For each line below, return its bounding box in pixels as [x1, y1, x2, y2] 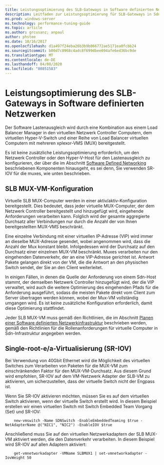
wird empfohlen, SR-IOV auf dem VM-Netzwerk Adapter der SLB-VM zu [5, 373, 150, 379]
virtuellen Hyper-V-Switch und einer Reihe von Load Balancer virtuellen [5, 135, 149, 141]
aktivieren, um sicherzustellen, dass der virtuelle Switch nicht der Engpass [5, 378, 155, 384]
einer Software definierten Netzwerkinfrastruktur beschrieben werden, [5, 319, 147, 326]
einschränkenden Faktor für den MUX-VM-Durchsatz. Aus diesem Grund [5, 368, 151, 374]
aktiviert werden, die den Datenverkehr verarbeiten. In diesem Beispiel [13, 436, 155, 442]
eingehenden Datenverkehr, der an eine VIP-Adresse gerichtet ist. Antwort [5, 254, 155, 260]
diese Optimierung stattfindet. [5, 305, 65, 311]
